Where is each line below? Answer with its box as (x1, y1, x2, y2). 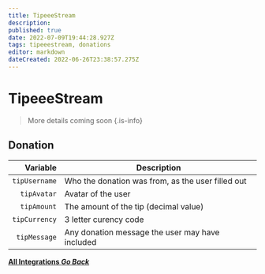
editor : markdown (8, 48, 65, 56)
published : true (8, 26, 62, 34)
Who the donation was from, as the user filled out (64, 175, 247, 186)
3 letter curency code (64, 214, 144, 225)
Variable (24, 162, 58, 173)
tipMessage (16, 232, 58, 242)
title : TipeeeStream (8, 11, 77, 20)
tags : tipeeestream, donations (8, 41, 111, 49)
